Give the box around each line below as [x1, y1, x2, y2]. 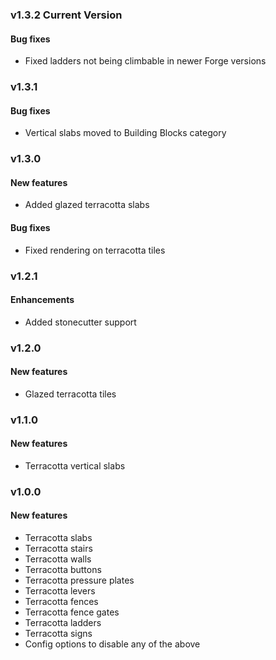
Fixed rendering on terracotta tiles [24, 244, 166, 256]
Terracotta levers [24, 585, 96, 597]
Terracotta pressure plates [24, 574, 135, 587]
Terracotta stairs [24, 543, 93, 555]
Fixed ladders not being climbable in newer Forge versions [24, 55, 267, 67]
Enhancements [10, 294, 75, 306]
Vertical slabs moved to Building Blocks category [24, 127, 227, 139]
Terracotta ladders [24, 617, 102, 629]
